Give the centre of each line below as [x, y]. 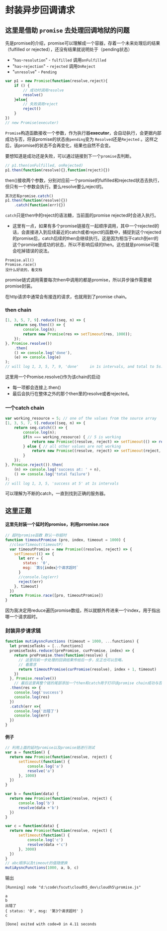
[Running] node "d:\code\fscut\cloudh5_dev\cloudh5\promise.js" [73, 888]
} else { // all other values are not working [72, 446]
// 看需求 [27, 665]
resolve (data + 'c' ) [47, 844]
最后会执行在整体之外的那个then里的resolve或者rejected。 [72, 394]
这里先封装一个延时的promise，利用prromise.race [57, 524]
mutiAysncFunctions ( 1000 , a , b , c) [42, 868]
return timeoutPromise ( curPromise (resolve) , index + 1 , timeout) [87, 669]
